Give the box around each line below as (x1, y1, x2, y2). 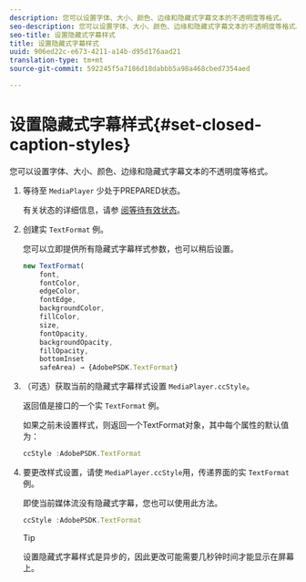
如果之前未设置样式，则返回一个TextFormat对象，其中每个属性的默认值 (22, 420, 290, 431)
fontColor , (39, 278, 81, 287)
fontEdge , (39, 296, 76, 305)
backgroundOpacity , (39, 338, 114, 347)
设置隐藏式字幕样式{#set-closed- (9, 115, 262, 135)
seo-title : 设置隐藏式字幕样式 (9, 30, 116, 39)
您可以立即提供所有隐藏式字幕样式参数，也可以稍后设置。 (22, 243, 239, 254)
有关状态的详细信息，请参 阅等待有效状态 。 (22, 204, 185, 215)
